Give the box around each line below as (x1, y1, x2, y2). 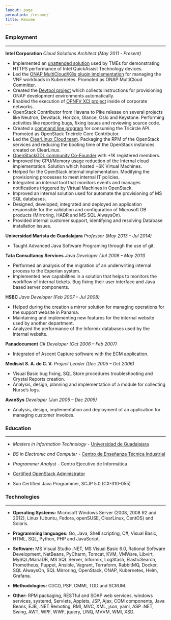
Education (5, 425, 32, 432)
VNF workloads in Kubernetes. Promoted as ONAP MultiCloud (12, 76, 142, 82)
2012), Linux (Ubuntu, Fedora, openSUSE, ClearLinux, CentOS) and (12, 515, 154, 521)
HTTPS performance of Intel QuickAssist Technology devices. (12, 65, 143, 71)
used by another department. (12, 320, 74, 326)
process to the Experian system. (12, 267, 80, 274)
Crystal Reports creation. (12, 376, 65, 382)
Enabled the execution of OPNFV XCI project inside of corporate (12, 98, 148, 104)
